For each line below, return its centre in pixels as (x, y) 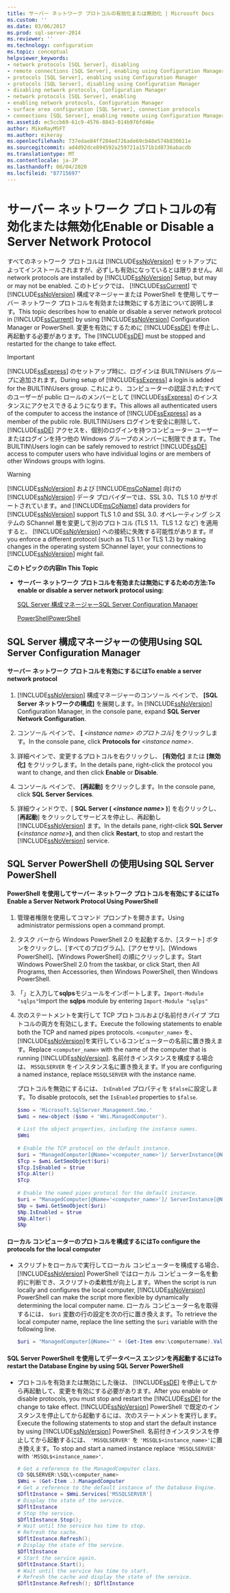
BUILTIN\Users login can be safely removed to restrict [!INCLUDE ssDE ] (107, 447)
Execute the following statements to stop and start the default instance (117, 1423)
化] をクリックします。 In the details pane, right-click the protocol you (115, 765)
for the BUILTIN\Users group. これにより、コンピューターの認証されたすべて (114, 388)
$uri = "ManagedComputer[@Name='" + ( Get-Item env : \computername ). (115, 1342)
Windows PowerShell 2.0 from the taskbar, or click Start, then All (108, 964)
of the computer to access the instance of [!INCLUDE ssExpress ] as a (104, 414)
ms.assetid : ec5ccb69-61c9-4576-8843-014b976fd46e (81, 122)
